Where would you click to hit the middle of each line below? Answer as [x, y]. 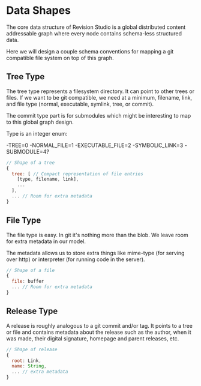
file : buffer [28, 282]
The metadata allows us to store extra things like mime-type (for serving [95, 253]
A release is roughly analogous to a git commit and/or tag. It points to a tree [100, 325]
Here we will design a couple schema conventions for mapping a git [90, 51]
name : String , [29, 366]
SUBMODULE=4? [28, 151]
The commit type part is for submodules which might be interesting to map [99, 115]
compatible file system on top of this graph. [60, 58]
